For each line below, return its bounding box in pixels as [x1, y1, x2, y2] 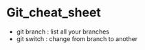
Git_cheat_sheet [6, 5, 101, 21]
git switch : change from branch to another [16, 34, 138, 42]
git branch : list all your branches [16, 27, 109, 36]
